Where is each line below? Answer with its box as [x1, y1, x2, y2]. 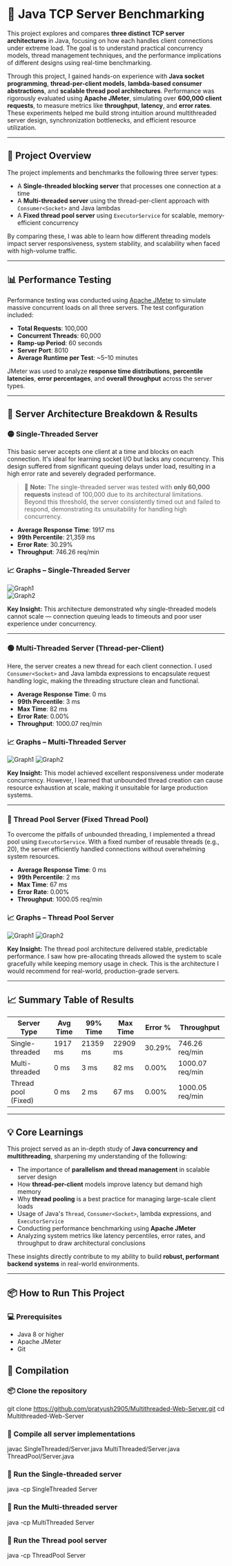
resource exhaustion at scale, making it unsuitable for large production [7, 783, 209, 792]
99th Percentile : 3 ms [17, 697, 81, 705]
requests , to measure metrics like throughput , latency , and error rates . [7, 101, 212, 109]
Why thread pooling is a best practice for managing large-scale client [17, 1195, 216, 1203]
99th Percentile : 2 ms [17, 873, 81, 882]
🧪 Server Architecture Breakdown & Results [7, 408, 198, 419]
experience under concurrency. [7, 619, 97, 628]
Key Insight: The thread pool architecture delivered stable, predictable [7, 945, 209, 953]
